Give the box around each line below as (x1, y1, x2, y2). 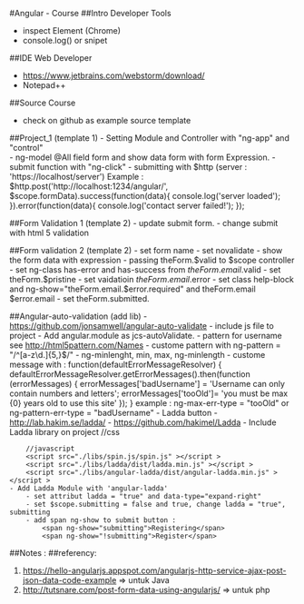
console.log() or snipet (22, 35, 108, 45)
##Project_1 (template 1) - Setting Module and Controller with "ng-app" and (9, 133, 290, 144)
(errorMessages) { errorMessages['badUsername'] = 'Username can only (9, 379, 286, 389)
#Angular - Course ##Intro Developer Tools (9, 8, 172, 18)
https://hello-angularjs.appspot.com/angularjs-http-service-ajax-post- (22, 565, 287, 576)
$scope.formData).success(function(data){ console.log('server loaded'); (9, 191, 281, 201)
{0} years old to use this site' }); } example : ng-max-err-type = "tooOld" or (9, 398, 289, 408)
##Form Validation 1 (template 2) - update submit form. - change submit (9, 218, 279, 228)
